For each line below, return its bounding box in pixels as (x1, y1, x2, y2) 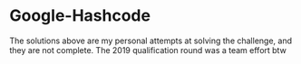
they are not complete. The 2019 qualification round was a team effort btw (9, 44, 287, 55)
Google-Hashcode (9, 5, 151, 26)
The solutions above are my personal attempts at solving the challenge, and (9, 35, 293, 46)
